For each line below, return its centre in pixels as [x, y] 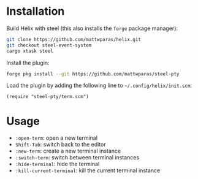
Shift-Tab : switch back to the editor [60, 145]
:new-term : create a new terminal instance [68, 151]
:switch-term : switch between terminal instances [77, 158]
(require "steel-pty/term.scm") [48, 97]
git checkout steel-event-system [49, 45]
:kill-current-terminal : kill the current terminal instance [88, 170]
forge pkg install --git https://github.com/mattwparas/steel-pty [93, 74]
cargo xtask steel [30, 51]
